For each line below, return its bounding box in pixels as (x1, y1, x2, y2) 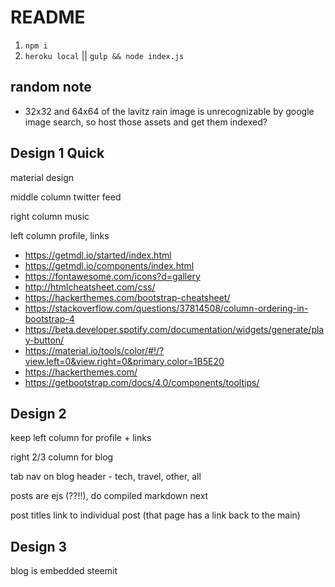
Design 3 (10, 538, 67, 555)
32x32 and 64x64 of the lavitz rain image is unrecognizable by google (24, 105, 315, 117)
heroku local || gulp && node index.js (24, 49, 185, 61)
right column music (10, 210, 90, 222)
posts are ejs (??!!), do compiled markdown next (10, 490, 209, 502)
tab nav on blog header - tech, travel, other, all (10, 471, 202, 483)
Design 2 (10, 405, 67, 422)
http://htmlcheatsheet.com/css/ (24, 281, 156, 293)
